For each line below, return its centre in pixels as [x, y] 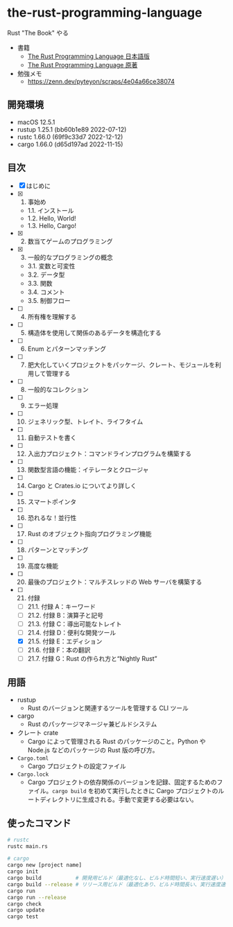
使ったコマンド [39, 823]
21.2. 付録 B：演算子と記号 [66, 615]
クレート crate [38, 732]
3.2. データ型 [46, 275]
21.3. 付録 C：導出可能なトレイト [75, 624]
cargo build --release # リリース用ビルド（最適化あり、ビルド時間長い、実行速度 [114, 884]
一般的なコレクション [58, 389]
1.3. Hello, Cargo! [52, 225]
